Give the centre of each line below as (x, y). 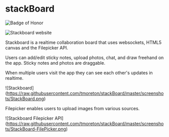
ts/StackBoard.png (25, 99)
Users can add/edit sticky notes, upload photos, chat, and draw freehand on (84, 57)
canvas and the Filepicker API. (37, 48)
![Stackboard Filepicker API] (35, 118)
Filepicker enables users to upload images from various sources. (72, 108)
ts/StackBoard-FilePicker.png (36, 129)
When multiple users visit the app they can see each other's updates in (79, 73)
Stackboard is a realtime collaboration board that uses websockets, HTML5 (83, 42)
